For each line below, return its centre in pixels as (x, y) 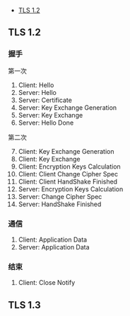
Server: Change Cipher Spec (60, 196)
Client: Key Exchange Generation (66, 151)
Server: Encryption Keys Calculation (71, 189)
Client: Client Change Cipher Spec (68, 174)
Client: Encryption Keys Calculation (69, 167)
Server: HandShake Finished (60, 204)
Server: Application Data (54, 247)
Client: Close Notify (47, 283)
